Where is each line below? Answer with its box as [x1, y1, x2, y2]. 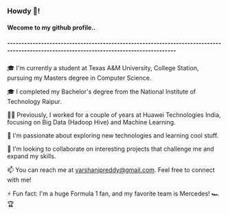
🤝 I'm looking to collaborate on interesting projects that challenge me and [7, 145, 214, 153]
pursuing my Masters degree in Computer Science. [7, 74, 152, 82]
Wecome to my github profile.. [7, 23, 96, 32]
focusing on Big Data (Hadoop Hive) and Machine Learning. [7, 118, 176, 127]
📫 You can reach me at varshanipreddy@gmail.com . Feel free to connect [7, 166, 215, 174]
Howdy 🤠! [7, 6, 41, 16]
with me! [7, 175, 32, 184]
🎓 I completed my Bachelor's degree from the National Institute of [7, 87, 196, 96]
